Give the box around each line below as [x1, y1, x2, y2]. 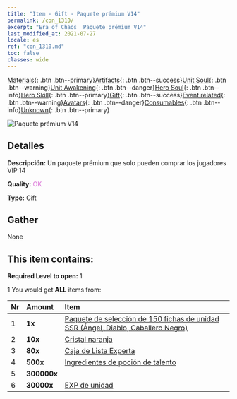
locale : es [7, 37, 39, 44]
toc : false [7, 50, 39, 57]
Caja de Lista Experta [64, 346, 135, 356]
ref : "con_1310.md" [7, 43, 65, 50]
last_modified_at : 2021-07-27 [7, 30, 97, 37]
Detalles [7, 140, 44, 152]
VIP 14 [7, 166, 26, 174]
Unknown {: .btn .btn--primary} [20, 105, 110, 114]
